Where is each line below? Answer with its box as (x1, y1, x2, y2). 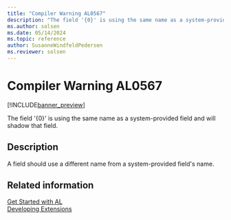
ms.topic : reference (7, 36, 67, 43)
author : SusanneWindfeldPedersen (7, 42, 103, 49)
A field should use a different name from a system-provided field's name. (7, 159, 214, 168)
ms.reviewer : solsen (7, 49, 67, 56)
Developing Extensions (7, 205, 72, 213)
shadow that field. (7, 121, 58, 129)
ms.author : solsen (7, 23, 60, 30)
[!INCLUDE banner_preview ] (7, 100, 86, 109)
